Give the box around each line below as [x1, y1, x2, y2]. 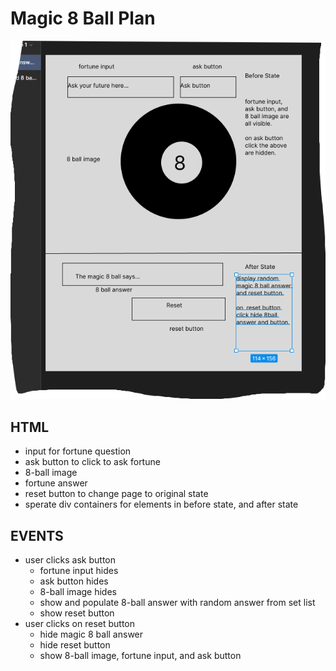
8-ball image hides [39, 585, 117, 597]
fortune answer [24, 477, 88, 489]
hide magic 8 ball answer [39, 628, 144, 640]
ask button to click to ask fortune [24, 456, 161, 468]
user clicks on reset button [24, 617, 136, 629]
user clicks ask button [24, 553, 117, 566]
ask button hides [39, 575, 109, 587]
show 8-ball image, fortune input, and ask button [39, 649, 242, 661]
